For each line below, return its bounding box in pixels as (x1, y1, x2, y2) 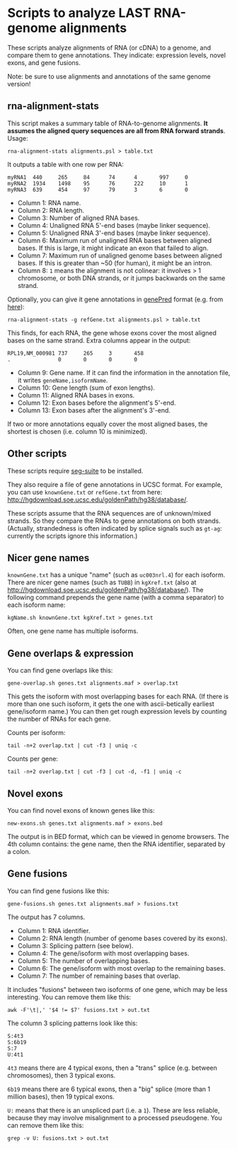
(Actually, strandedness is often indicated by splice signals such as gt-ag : (7, 524, 222, 532)
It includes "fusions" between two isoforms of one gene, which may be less (7, 985, 228, 993)
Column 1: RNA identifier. (17, 926, 91, 935)
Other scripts (7, 448, 67, 460)
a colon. (7, 848, 31, 855)
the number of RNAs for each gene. (7, 715, 111, 723)
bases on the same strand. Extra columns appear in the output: (7, 336, 191, 345)
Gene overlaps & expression (7, 647, 134, 659)
